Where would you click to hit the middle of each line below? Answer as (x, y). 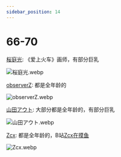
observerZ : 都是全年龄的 (36, 85)
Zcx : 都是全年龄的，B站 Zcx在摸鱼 (48, 135)
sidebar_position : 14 (33, 12)
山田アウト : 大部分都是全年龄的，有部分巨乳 (60, 109)
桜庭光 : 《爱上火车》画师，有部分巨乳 (53, 59)
